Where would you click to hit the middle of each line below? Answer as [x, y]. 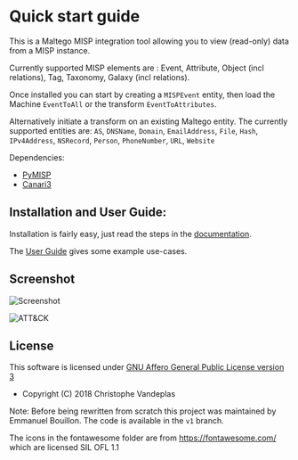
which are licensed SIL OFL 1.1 [64, 448]
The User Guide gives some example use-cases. [98, 251]
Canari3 [36, 184]
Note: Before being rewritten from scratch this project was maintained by [143, 411]
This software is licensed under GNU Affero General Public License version [147, 367]
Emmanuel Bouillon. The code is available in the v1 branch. [117, 421]
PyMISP [36, 175]
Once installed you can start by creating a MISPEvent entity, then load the [142, 94]
